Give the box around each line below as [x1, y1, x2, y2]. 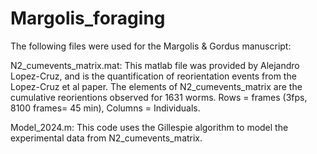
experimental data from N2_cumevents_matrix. [10, 132, 203, 144]
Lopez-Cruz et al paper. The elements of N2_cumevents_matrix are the [10, 80, 303, 92]
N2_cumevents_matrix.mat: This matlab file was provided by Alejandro [10, 59, 300, 71]
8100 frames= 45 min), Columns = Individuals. [10, 102, 201, 114]
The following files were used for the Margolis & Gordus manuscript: [10, 40, 292, 52]
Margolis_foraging [10, 7, 166, 30]
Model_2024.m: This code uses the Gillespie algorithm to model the [10, 121, 289, 133]
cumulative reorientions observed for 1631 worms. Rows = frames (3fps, [10, 91, 308, 103]
